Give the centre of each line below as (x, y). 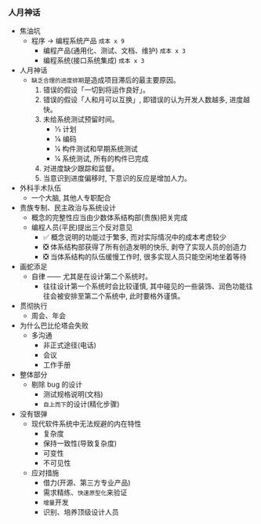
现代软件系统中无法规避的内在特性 (86, 424)
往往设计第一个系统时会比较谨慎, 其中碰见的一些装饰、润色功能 (145, 286)
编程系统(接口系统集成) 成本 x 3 (94, 60)
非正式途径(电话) (69, 345)
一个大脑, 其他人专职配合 (71, 198)
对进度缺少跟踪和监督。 (81, 169)
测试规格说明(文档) (73, 394)
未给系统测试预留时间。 (81, 119)
